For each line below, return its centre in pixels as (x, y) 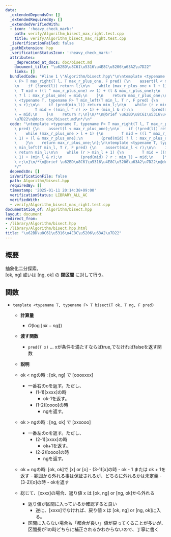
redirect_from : (21, 219)
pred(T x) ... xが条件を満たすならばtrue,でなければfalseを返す (93, 347)
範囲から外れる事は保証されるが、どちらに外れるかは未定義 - (98, 476)
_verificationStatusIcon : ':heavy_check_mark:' (61, 53)
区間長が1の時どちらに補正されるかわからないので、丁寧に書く (93, 529)
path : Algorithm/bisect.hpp (40, 181)
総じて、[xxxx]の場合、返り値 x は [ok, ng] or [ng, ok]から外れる (87, 493)
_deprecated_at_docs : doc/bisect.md (53, 62)
